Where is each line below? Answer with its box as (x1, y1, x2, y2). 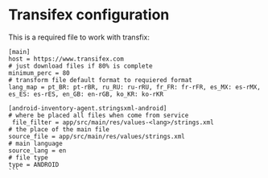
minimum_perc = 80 (8, 68, 70, 77)
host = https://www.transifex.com (8, 55, 125, 63)
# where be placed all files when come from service (8, 111, 189, 119)
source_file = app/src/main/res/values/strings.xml (8, 132, 185, 140)
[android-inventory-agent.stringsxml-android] (8, 104, 167, 112)
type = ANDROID (8, 160, 60, 168)
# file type (8, 153, 48, 162)
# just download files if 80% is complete (8, 62, 153, 70)
